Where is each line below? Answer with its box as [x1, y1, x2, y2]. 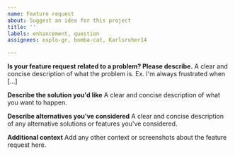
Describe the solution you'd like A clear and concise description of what [7, 91, 221, 100]
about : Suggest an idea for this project [7, 17, 132, 24]
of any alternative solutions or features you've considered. [7, 119, 178, 128]
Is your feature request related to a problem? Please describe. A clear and [7, 62, 228, 71]
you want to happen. [7, 98, 67, 107]
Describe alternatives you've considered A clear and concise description [7, 112, 224, 121]
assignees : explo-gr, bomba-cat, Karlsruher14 [7, 37, 147, 44]
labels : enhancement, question [7, 30, 100, 37]
